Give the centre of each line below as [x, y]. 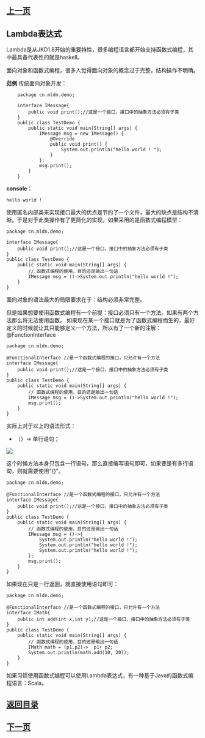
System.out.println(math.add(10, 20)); [79, 653]
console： [20, 189]
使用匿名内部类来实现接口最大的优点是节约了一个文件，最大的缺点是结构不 [100, 213]
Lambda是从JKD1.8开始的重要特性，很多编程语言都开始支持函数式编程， [97, 50]
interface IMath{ [28, 613]
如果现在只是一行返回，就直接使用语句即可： [63, 584]
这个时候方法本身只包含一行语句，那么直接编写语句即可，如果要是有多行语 [100, 464]
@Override [62, 139]
